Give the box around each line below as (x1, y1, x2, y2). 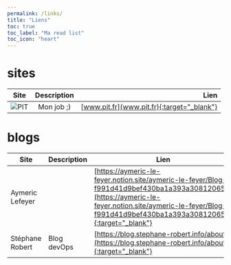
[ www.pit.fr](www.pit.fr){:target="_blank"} (80, 102, 218, 112)
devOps (47, 242, 74, 252)
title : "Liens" (7, 17, 51, 23)
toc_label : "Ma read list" (7, 29, 85, 37)
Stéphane (10, 234, 42, 243)
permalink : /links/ (7, 10, 63, 17)
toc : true (7, 23, 36, 30)
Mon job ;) (38, 102, 71, 112)
